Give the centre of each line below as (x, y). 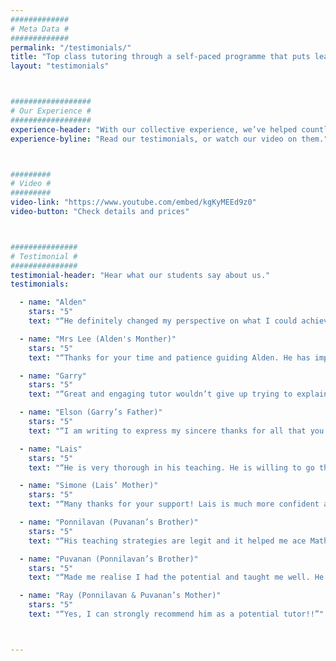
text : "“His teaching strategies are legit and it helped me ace (167, 541)
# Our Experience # (51, 111)
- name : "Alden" (53, 302)
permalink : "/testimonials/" (71, 47)
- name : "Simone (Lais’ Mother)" (89, 486)
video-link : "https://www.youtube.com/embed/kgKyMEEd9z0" (133, 202)
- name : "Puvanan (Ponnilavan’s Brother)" (109, 559)
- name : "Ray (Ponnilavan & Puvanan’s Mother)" (120, 596)
